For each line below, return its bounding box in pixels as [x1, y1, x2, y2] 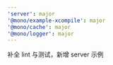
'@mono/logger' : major [7, 30, 74, 37]
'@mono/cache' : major [7, 23, 71, 30]
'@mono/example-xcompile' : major [7, 17, 106, 24]
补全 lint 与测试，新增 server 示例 [7, 50, 104, 59]
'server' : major [7, 10, 55, 18]
